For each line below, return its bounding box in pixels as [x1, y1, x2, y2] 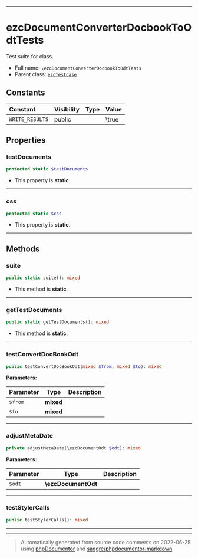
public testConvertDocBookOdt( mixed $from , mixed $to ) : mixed [6, 363, 162, 369]
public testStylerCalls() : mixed [6, 517, 88, 523]
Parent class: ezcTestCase [14, 70, 77, 77]
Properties [6, 135, 46, 145]
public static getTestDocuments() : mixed [6, 319, 110, 325]
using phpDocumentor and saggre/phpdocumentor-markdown [20, 545, 173, 552]
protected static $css [6, 211, 62, 216]
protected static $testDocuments [6, 166, 88, 172]
